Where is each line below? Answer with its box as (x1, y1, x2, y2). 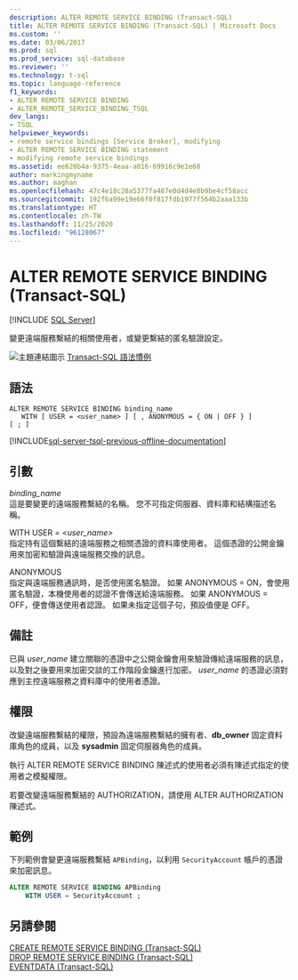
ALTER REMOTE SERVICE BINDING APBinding (9, 883, 162, 892)
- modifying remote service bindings (9, 153, 149, 163)
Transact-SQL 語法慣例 (66, 352, 152, 363)
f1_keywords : (9, 87, 58, 96)
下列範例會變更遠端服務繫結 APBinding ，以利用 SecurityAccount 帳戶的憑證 (9, 855, 283, 865)
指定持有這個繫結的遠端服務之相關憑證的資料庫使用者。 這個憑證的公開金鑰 (9, 537, 285, 548)
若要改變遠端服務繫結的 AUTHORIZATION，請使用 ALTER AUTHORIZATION (9, 789, 284, 800)
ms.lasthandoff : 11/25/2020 (9, 220, 114, 229)
